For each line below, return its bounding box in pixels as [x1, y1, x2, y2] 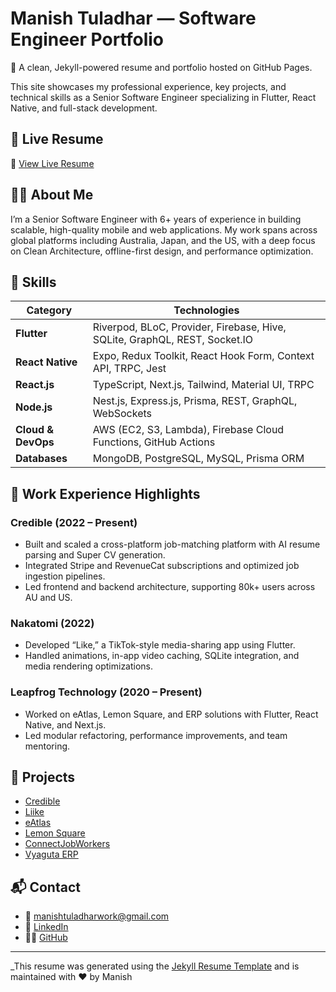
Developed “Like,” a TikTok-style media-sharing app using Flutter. [24, 639, 296, 651]
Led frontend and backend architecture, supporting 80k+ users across [24, 581, 316, 593]
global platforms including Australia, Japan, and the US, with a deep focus [10, 234, 316, 246]
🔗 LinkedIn [24, 921, 69, 933]
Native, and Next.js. [24, 718, 107, 731]
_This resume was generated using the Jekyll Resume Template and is [10, 960, 300, 972]
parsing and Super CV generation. [24, 549, 166, 561]
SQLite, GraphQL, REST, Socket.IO [92, 333, 253, 347]
